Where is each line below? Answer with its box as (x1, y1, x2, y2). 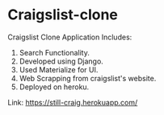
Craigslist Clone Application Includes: (7, 32, 132, 42)
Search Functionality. (19, 47, 90, 57)
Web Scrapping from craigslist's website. (19, 73, 157, 83)
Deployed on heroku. (19, 82, 90, 92)
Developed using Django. (19, 56, 104, 66)
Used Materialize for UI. (19, 64, 99, 74)
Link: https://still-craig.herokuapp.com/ (7, 97, 138, 107)
